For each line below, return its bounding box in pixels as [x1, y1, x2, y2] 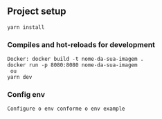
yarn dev [7, 74, 33, 81]
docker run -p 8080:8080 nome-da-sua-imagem [7, 62, 138, 68]
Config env [7, 90, 46, 100]
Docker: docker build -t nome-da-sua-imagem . [7, 55, 144, 63]
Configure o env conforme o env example [7, 105, 126, 113]
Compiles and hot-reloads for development [7, 39, 156, 49]
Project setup [7, 6, 67, 17]
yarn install [7, 24, 45, 30]
